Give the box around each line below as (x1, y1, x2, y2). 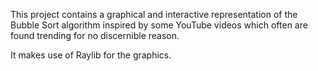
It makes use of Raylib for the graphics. (10, 49, 172, 61)
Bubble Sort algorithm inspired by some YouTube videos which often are (10, 19, 308, 31)
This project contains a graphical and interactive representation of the (10, 9, 298, 20)
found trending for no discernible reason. (10, 30, 180, 41)
